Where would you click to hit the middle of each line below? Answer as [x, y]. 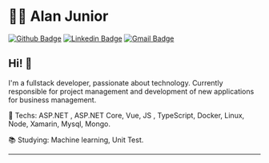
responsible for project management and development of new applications [131, 91]
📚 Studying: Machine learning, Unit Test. [76, 140]
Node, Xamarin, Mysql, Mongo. [59, 124]
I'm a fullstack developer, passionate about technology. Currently [116, 82]
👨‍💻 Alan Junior [58, 16]
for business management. [52, 100]
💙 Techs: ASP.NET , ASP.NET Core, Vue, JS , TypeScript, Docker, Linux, [126, 115]
